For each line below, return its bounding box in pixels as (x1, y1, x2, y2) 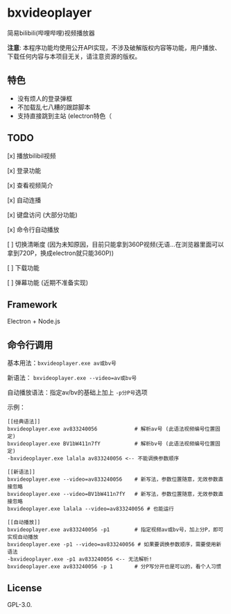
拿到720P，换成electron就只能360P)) (7, 249, 114, 257)
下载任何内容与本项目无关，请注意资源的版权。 (7, 52, 141, 60)
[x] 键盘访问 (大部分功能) (7, 210, 78, 219)
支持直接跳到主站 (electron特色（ (17, 111, 112, 119)
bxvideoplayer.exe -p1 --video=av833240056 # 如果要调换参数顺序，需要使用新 (7, 541, 222, 548)
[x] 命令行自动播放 (7, 225, 60, 233)
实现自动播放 (7, 533, 39, 541)
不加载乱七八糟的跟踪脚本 (17, 103, 91, 111)
